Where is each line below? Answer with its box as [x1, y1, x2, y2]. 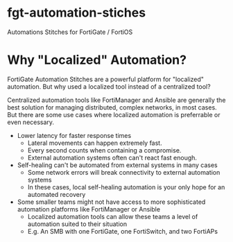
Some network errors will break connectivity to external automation [27, 168, 221, 176]
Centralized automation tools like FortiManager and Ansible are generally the [7, 96, 226, 104]
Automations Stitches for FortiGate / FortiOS [7, 28, 133, 36]
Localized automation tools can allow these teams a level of [27, 212, 198, 221]
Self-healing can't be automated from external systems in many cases [17, 161, 218, 169]
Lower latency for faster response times [17, 131, 132, 139]
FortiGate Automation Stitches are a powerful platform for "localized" [7, 75, 205, 83]
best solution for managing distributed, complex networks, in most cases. [7, 103, 217, 112]
